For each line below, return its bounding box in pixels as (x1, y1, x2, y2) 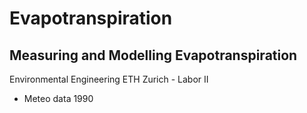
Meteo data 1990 (23, 93, 94, 104)
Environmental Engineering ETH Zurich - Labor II (9, 73, 209, 85)
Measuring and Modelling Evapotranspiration (9, 47, 298, 64)
